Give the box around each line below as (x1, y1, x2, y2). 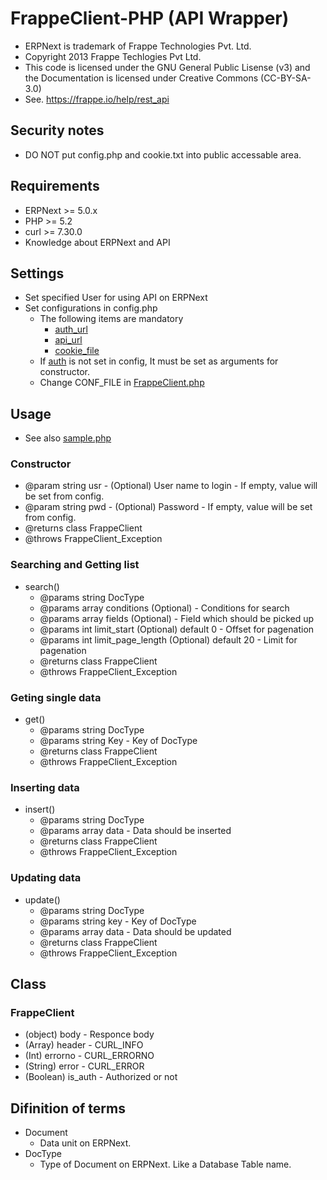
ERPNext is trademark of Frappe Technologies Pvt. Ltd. (24, 40, 252, 52)
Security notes (10, 122, 105, 139)
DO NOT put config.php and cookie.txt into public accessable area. (24, 148, 302, 161)
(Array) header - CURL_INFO (24, 1039, 144, 1051)
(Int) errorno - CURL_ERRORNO (24, 1050, 155, 1062)
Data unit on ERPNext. (39, 1137, 132, 1149)
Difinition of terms (10, 1100, 126, 1117)
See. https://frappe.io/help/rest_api (24, 93, 170, 105)
